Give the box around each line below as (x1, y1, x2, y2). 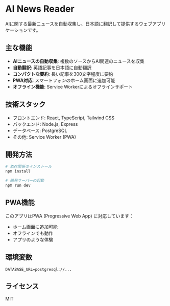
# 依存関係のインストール (5, 164, 52, 169)
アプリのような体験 (12, 236, 54, 243)
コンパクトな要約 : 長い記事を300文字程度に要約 (12, 71, 114, 77)
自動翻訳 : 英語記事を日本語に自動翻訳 (12, 64, 92, 71)
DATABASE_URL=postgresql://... (5, 267, 72, 272)
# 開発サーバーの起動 (5, 178, 44, 183)
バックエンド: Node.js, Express (12, 121, 78, 127)
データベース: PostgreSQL (12, 127, 67, 134)
